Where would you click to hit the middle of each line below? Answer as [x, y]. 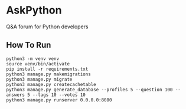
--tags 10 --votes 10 [59, 95]
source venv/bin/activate [38, 64]
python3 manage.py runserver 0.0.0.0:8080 [59, 100]
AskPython [34, 10]
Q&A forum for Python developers [47, 27]
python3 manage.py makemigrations [49, 74]
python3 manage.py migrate [39, 79]
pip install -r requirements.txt [47, 69]
